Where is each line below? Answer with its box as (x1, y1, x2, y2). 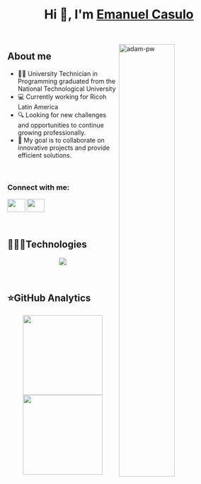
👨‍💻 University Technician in (17, 69, 98, 77)
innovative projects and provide (17, 143, 110, 152)
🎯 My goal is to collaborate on (17, 136, 105, 144)
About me (7, 50, 52, 62)
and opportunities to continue (17, 121, 104, 129)
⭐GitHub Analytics (7, 292, 91, 304)
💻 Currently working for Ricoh (17, 92, 107, 101)
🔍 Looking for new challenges (17, 110, 107, 119)
